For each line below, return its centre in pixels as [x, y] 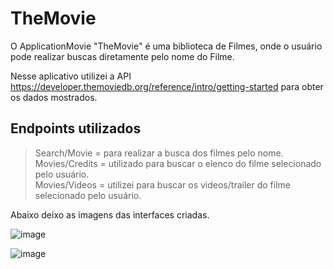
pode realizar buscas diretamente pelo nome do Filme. [122, 56]
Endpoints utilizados [76, 128]
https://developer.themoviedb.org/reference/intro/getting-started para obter [167, 86]
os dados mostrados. [54, 97]
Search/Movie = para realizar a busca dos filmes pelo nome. [159, 153]
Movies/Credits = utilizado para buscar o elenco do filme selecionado [178, 163]
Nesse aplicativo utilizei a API [71, 76]
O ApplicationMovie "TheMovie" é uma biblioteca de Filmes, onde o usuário [166, 46]
